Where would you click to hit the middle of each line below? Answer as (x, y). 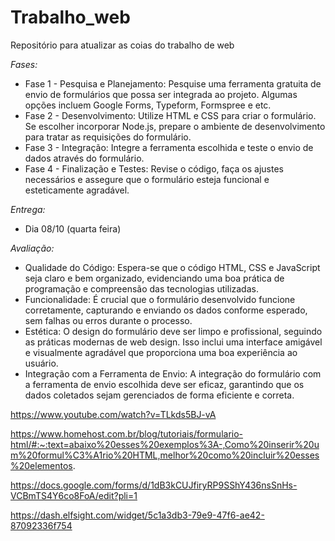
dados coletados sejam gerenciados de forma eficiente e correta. (159, 395)
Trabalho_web (70, 17)
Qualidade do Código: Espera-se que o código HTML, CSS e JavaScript (172, 267)
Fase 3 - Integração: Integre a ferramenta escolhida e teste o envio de (169, 147)
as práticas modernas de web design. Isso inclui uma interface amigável (173, 342)
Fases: (24, 64)
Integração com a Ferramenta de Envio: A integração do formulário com (173, 373)
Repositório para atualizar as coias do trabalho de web (122, 45)
